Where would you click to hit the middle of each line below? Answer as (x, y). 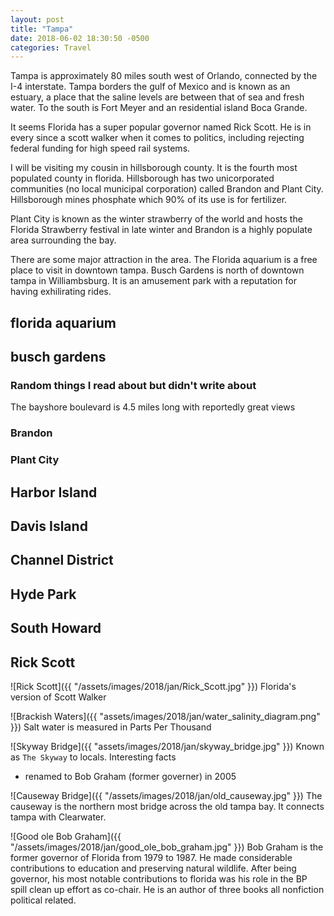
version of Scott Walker (58, 697)
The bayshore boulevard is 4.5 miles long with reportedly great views (153, 407)
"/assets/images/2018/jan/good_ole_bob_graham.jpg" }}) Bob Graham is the (167, 847)
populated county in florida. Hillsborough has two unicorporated (142, 178)
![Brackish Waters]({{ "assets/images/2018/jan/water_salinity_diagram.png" (165, 716)
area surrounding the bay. (63, 240)
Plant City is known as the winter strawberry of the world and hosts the (156, 219)
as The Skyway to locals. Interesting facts (93, 757)
